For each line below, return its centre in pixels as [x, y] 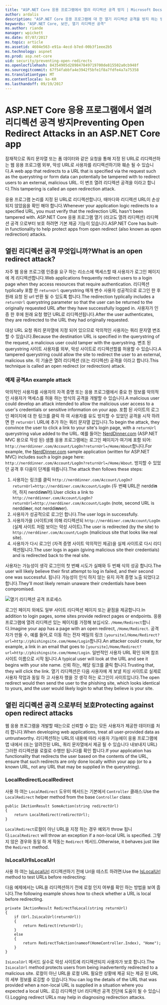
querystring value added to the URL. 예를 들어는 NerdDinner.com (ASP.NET [82, 433]
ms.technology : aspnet [29, 51]
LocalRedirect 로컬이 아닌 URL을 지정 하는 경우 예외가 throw [64, 829]
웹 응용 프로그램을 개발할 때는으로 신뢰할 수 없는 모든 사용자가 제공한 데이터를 [80, 726]
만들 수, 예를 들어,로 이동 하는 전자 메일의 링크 [58, 635]
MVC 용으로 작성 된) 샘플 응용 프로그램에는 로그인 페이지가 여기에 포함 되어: [78, 439]
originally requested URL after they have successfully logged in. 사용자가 [79, 308]
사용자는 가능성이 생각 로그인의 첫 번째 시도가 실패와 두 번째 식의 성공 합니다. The [83, 566]
